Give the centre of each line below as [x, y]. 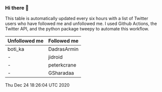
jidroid [55, 57]
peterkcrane [62, 65]
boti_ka [16, 49]
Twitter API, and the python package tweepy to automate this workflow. [77, 29]
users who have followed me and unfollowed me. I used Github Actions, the [81, 23]
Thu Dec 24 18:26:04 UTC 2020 [37, 85]
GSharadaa [61, 73]
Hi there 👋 [17, 8]
